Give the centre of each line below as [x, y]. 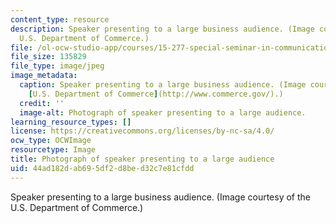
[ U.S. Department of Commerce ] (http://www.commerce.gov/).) [156, 94]
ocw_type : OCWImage [51, 141]
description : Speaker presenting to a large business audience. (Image [162, 29]
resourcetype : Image [53, 150]
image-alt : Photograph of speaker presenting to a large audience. [163, 112]
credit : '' [42, 103]
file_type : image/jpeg [57, 66]
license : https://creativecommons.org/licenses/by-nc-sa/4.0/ [142, 131]
